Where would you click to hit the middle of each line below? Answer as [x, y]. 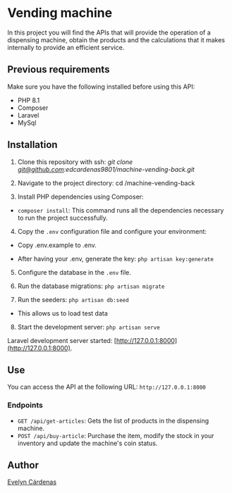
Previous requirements [59, 69]
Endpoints [25, 405]
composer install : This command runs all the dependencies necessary [121, 210]
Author [23, 465]
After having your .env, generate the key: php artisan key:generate [115, 258]
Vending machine [60, 13]
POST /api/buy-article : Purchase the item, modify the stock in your [116, 435]
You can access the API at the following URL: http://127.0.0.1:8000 [106, 387]
